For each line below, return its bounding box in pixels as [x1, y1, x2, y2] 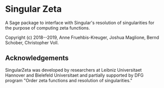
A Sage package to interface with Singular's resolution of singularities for [5, 20, 155, 26]
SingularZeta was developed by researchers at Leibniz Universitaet [5, 67, 142, 73]
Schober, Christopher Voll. [5, 39, 59, 45]
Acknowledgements [5, 54, 69, 62]
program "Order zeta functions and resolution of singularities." [5, 77, 133, 83]
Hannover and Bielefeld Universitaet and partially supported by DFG [5, 72, 144, 78]
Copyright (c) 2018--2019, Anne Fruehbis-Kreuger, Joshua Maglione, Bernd [5, 34, 160, 40]
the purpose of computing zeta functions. [5, 25, 90, 30]
